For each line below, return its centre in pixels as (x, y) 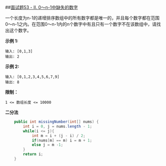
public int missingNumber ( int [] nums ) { (56, 122)
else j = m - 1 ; (47, 145)
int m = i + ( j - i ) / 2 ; (58, 136)
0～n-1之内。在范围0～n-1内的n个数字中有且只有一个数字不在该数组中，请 (81, 24)
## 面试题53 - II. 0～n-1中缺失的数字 (41, 7)
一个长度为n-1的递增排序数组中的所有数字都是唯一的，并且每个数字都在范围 (83, 18)
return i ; (33, 154)
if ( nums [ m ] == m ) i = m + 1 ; (62, 140)
